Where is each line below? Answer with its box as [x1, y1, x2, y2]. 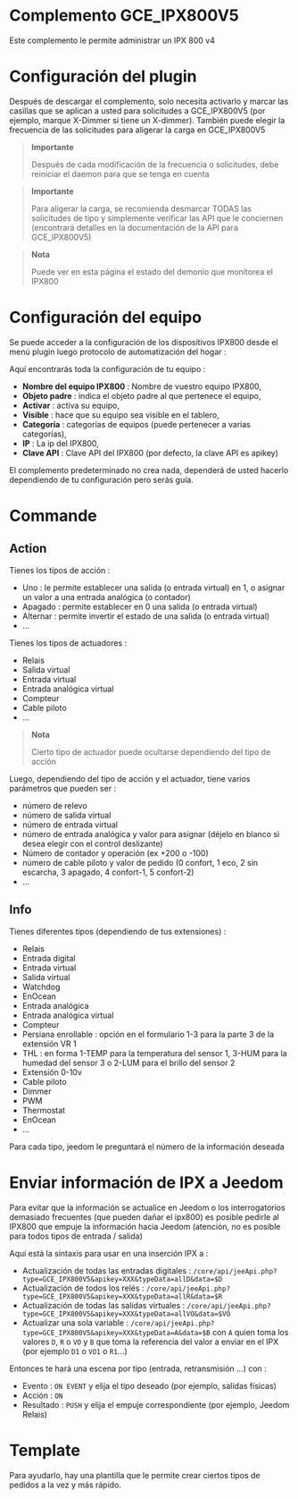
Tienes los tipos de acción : [9, 564, 111, 575]
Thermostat [21, 1105, 65, 1115]
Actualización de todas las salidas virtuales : [21, 1300, 186, 1310]
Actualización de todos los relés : [21, 1283, 145, 1293]
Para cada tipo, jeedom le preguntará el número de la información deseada [9, 1141, 285, 1152]
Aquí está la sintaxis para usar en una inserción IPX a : [9, 1248, 209, 1258]
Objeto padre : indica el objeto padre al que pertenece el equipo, [21, 390, 261, 401]
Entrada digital [21, 953, 76, 963]
